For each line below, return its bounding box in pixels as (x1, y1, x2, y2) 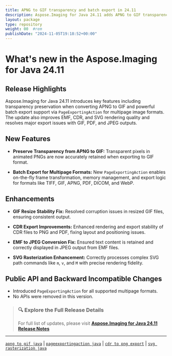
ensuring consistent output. (12, 213, 71, 220)
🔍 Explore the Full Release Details (17, 306, 104, 314)
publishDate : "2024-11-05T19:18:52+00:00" (5, 31, 97, 36)
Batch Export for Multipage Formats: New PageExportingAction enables (12, 169, 166, 175)
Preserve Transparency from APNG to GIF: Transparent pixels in (12, 148, 150, 154)
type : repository (5, 21, 42, 27)
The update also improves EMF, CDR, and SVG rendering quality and (5, 115, 150, 120)
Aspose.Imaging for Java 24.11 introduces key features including (5, 98, 141, 104)
